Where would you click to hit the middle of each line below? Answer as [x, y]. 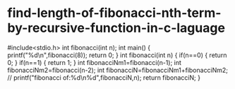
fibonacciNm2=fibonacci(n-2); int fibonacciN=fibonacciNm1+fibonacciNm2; [117, 70]
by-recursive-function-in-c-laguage [116, 28]
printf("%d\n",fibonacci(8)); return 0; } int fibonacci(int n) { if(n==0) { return [117, 55]
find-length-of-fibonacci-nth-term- [114, 13]
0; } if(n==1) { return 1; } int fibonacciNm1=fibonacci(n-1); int [95, 62]
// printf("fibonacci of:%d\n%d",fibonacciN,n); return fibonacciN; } [104, 77]
